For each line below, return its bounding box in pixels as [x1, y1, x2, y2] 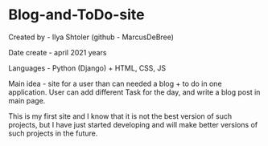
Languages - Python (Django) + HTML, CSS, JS [8, 63, 167, 73]
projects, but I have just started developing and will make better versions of [8, 120, 258, 129]
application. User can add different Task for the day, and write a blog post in [8, 87, 261, 97]
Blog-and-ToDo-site [8, 6, 145, 24]
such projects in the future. [8, 128, 98, 138]
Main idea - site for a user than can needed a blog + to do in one [8, 79, 223, 88]
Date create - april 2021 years [8, 47, 107, 57]
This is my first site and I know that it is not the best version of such [8, 111, 233, 121]
